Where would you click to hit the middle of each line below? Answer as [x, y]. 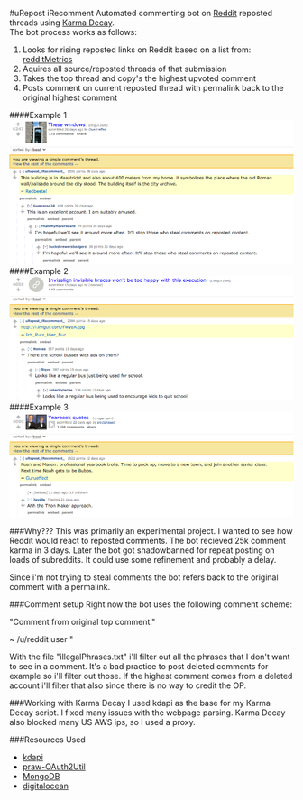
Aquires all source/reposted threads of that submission [124, 69]
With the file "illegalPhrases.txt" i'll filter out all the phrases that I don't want [150, 657]
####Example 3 [39, 407]
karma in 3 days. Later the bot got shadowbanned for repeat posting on [142, 550]
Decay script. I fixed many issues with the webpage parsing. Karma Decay [147, 713]
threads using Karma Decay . [62, 23]
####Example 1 [38, 115]
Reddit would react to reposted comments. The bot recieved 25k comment [148, 540]
